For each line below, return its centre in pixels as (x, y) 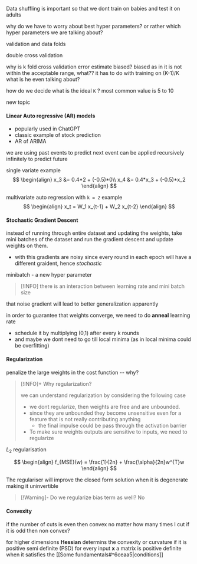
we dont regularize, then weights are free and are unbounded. (105, 406)
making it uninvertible (32, 486)
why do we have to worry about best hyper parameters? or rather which (93, 26)
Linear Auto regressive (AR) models (51, 116)
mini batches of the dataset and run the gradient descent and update (90, 240)
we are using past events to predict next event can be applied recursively (95, 153)
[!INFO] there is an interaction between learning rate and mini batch (102, 286)
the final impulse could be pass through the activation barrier (112, 425)
